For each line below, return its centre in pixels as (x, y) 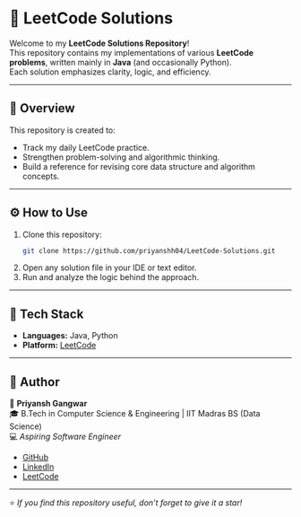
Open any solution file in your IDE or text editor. (109, 267)
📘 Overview (42, 108)
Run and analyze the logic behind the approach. (111, 277)
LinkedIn (38, 467)
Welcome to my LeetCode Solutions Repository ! (99, 43)
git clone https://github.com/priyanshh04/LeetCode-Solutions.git (149, 250)
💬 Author (34, 382)
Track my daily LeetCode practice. (86, 147)
